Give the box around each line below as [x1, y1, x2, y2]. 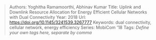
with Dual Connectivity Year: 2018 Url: [9, 14, 86, 20]
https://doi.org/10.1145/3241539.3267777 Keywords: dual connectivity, [9, 19, 152, 25]
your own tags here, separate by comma [9, 30, 92, 35]
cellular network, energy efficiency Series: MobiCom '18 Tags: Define [9, 25, 149, 30]
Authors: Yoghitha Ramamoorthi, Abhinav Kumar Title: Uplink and [9, 4, 141, 10]
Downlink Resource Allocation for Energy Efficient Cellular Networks [9, 9, 148, 15]
